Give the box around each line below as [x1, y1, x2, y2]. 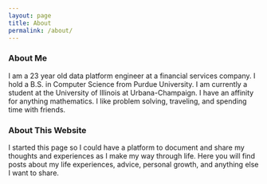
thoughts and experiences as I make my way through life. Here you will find [8, 151, 255, 160]
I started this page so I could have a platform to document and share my [8, 143, 245, 152]
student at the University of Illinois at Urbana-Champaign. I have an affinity [8, 88, 254, 97]
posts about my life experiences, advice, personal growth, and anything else [8, 159, 259, 169]
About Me [8, 53, 48, 64]
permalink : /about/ [8, 26, 73, 34]
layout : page [8, 11, 52, 20]
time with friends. [8, 104, 66, 114]
